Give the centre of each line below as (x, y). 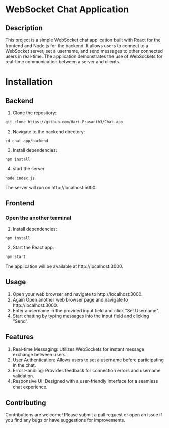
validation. (23, 376)
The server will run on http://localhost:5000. (51, 187)
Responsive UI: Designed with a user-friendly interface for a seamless (85, 381)
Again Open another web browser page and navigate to (70, 299)
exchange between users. (39, 355)
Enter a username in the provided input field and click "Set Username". (86, 310)
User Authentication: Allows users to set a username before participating (88, 360)
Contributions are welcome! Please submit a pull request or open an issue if (84, 415)
